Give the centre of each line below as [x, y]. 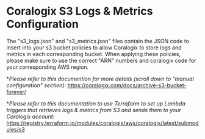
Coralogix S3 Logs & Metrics [80, 11]
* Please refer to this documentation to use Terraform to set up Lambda [96, 103]
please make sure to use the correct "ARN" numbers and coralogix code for [101, 60]
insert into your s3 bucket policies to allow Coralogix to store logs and [94, 48]
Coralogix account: [31, 116]
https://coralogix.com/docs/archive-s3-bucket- [127, 85]
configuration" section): [36, 85]
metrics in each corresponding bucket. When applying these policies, [94, 54]
